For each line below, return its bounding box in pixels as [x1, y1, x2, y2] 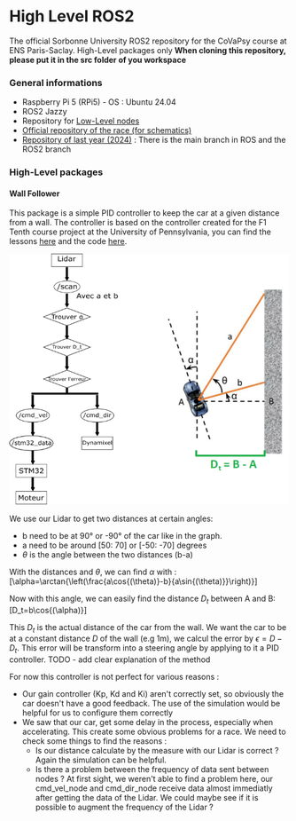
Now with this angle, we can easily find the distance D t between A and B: [9, 593, 277, 605]
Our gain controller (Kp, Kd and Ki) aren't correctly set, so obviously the [21, 689, 284, 699]
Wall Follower [9, 188, 60, 199]
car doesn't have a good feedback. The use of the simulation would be [21, 699, 281, 709]
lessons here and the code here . [9, 236, 128, 247]
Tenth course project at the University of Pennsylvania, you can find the [9, 226, 272, 237]
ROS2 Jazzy [21, 107, 68, 117]
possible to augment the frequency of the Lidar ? [35, 801, 214, 813]
